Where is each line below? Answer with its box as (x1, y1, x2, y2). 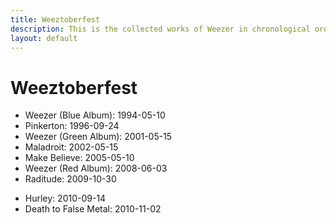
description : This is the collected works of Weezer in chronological (10, 24, 311, 34)
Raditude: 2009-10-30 (24, 173, 117, 185)
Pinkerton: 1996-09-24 (24, 120, 120, 132)
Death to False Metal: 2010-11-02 (24, 203, 162, 215)
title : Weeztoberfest (10, 14, 101, 25)
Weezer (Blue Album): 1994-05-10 (24, 109, 166, 121)
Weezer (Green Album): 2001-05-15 (24, 131, 173, 143)
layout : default (10, 33, 78, 43)
